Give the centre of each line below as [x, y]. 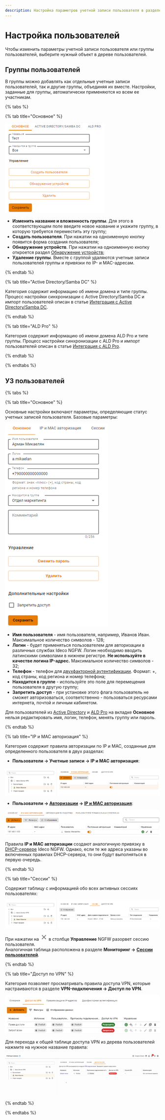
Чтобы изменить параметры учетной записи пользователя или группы [80, 49]
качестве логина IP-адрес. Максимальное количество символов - [83, 661]
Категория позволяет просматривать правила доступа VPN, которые [78, 984]
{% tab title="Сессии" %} [31, 879]
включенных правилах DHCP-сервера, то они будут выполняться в [76, 854]
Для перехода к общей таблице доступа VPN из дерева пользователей [80, 1042]
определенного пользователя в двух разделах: [55, 752]
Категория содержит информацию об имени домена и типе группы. [77, 292]
